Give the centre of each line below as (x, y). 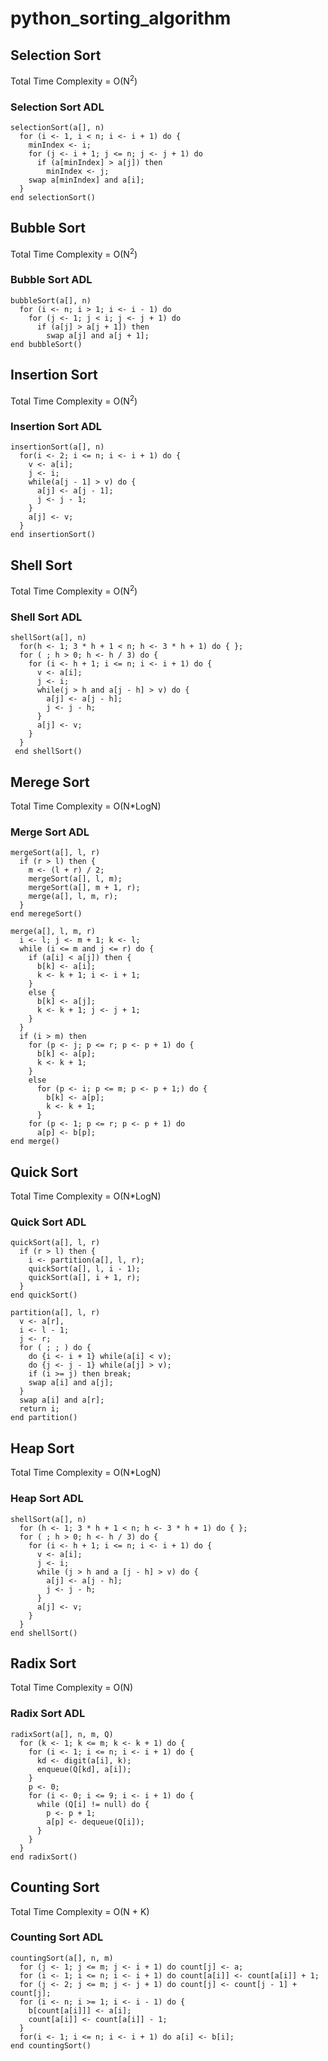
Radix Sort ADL (48, 1714)
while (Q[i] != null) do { (93, 1804)
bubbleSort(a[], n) (51, 300)
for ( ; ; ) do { (55, 1348)
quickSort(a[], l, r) (55, 1243)
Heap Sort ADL (47, 1499)
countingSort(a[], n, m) (62, 1958)
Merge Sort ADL (50, 832)
